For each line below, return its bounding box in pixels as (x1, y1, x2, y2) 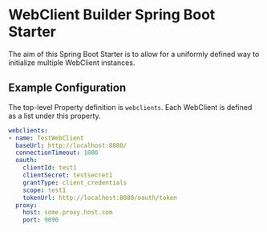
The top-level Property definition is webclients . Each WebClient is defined (8, 102, 253, 112)
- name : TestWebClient (8, 134, 84, 142)
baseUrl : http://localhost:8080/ (15, 141, 127, 149)
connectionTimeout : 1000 (15, 149, 99, 157)
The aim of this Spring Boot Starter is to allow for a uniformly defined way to (8, 49, 260, 59)
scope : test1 (22, 186, 67, 194)
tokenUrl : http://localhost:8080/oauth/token (22, 193, 178, 201)
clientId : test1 (22, 164, 78, 172)
